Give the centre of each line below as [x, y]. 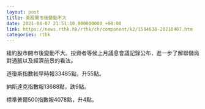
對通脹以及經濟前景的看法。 [41, 61]
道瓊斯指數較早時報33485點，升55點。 [55, 73]
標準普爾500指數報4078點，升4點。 [52, 100]
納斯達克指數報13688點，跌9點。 [48, 87]
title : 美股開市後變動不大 [37, 18]
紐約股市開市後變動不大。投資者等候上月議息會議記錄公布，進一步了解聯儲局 [103, 53]
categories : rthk [28, 35]
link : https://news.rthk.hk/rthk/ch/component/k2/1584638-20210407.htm [99, 29]
